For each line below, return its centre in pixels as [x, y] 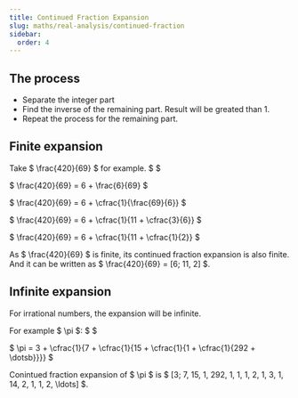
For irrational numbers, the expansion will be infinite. [105, 313]
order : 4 [33, 42]
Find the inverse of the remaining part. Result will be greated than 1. [145, 110]
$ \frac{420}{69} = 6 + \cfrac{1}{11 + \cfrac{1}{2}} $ [105, 237]
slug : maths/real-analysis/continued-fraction [97, 26]
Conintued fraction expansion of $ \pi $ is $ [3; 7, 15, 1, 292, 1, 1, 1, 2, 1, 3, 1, [146, 374]
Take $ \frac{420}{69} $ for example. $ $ [85, 168]
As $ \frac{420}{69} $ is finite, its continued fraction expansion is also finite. [149, 254]
